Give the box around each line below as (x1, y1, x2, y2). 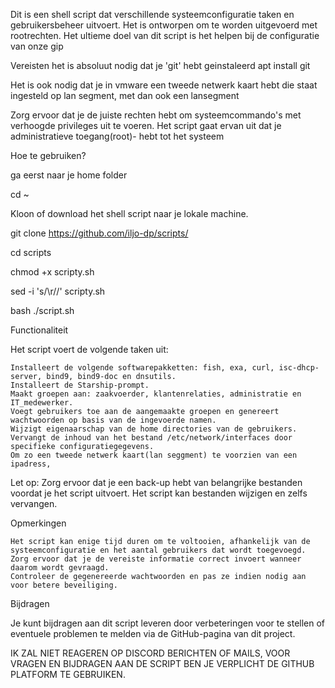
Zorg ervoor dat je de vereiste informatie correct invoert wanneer (10, 554, 302, 564)
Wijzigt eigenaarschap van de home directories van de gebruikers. (10, 424, 298, 434)
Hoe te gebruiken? (10, 150, 87, 161)
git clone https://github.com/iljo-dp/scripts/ (10, 227, 189, 239)
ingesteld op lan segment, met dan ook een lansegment (10, 90, 240, 101)
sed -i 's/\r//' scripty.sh (10, 285, 106, 297)
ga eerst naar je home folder (10, 169, 128, 181)
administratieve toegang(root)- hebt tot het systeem (10, 130, 225, 142)
